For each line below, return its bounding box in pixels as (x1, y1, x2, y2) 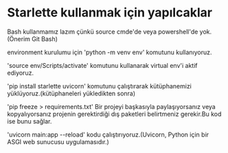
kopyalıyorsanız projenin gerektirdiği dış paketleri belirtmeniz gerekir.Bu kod (7, 110, 222, 118)
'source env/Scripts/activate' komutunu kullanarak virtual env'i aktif (7, 61, 198, 69)
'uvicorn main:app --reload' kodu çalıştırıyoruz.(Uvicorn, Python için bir (7, 130, 209, 139)
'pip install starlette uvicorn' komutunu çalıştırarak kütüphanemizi (7, 82, 192, 90)
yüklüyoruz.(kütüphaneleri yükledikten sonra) (7, 89, 136, 97)
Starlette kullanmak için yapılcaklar (7, 5, 213, 21)
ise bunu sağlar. (7, 117, 52, 125)
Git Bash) (32, 34, 58, 43)
